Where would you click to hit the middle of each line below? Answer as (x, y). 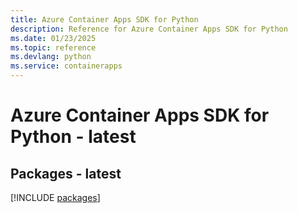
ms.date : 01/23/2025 (53, 38)
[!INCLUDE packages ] (55, 197)
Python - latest (73, 137)
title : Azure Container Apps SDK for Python (104, 19)
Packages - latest (66, 173)
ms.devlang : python (51, 57)
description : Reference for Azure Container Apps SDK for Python (149, 29)
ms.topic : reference (53, 47)
